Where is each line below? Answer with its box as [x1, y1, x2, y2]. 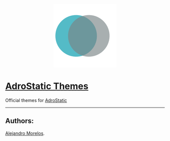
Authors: [5, 117, 34, 125]
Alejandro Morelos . [5, 130, 45, 136]
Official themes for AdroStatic [5, 97, 67, 103]
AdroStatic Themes [5, 81, 89, 92]
